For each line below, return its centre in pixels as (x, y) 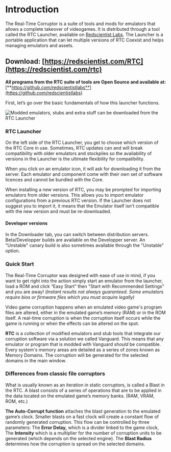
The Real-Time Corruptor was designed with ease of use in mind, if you (80, 275)
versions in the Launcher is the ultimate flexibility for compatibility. (75, 159)
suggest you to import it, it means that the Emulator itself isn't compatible (82, 206)
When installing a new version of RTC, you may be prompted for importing (83, 190)
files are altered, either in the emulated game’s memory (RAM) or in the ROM (86, 312)
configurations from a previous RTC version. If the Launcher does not (78, 200)
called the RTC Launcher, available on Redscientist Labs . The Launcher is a (84, 34)
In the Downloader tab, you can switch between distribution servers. (77, 235)
